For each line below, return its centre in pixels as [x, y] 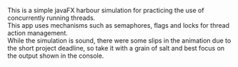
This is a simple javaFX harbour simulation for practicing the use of [106, 10]
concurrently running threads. [51, 18]
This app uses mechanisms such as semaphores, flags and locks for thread [119, 25]
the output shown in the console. [56, 56]
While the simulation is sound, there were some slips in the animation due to [119, 41]
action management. [38, 33]
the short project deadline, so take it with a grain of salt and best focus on [116, 48]
